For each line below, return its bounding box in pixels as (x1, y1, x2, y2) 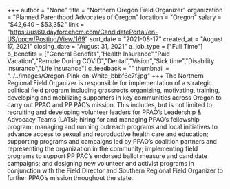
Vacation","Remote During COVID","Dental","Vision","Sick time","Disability (7, 57, 215, 65)
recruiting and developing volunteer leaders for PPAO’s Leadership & (7, 108, 202, 116)
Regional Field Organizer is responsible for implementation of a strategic (7, 79, 212, 87)
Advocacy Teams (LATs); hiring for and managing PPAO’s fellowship (7, 115, 200, 123)
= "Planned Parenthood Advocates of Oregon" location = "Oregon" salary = (7, 13, 222, 21)
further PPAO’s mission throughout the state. (7, 174, 134, 181)
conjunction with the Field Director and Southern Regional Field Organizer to (7, 166, 224, 175)
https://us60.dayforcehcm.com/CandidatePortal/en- (10, 27, 158, 36)
